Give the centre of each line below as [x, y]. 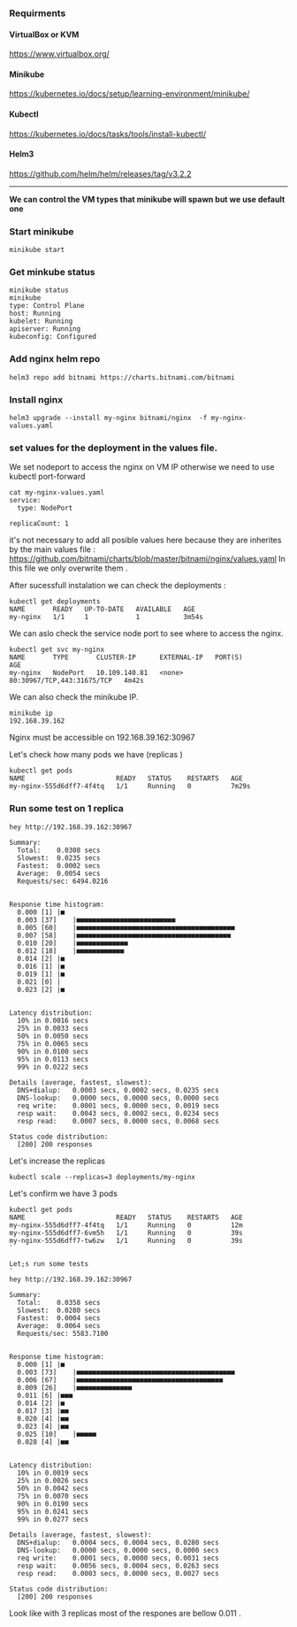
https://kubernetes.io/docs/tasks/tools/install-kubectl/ [107, 134]
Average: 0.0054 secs [59, 873]
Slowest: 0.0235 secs [59, 858]
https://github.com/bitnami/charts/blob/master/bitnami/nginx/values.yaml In [147, 559]
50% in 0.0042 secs [53, 1488]
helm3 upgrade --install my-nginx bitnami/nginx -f [108, 418]
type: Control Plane [47, 306]
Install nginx [36, 399]
